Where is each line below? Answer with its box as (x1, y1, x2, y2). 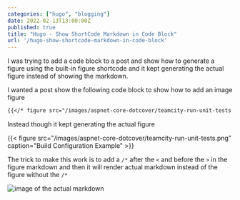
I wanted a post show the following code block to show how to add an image (7, 86, 233, 94)
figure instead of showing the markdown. (7, 72, 129, 81)
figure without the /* (7, 171, 68, 179)
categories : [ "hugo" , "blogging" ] (7, 10, 111, 18)
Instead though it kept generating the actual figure (7, 120, 155, 129)
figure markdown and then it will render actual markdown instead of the (7, 163, 218, 171)
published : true (7, 24, 56, 31)
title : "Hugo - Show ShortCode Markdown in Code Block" (7, 30, 177, 38)
